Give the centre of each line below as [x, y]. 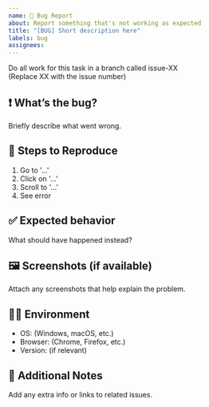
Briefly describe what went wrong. [65, 125]
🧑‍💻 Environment [49, 314]
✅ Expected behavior [62, 221]
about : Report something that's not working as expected [105, 23]
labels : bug [28, 38]
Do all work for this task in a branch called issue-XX [93, 68]
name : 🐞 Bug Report [41, 16]
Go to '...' [34, 170]
